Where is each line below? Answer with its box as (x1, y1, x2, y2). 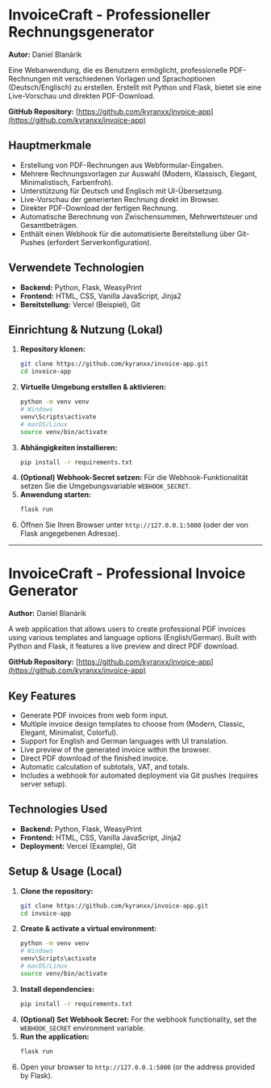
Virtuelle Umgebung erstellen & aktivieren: (19, 382, 167, 392)
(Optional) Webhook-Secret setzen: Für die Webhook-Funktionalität (19, 473, 248, 483)
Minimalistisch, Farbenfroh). (19, 177, 114, 187)
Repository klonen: (19, 344, 86, 354)
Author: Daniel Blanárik (8, 609, 87, 618)
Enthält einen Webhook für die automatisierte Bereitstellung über (19, 229, 236, 238)
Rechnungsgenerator (8, 23, 155, 41)
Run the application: (19, 1031, 90, 1041)
